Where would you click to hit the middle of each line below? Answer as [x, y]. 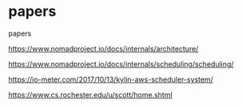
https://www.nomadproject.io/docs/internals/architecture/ [103, 48]
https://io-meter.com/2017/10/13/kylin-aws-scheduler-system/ [111, 79]
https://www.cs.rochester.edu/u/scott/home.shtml [91, 94]
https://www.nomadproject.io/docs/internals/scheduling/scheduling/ [121, 64]
